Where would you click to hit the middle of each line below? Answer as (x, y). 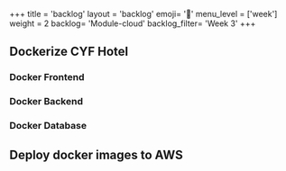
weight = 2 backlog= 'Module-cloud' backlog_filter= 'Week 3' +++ (133, 23)
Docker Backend (46, 102)
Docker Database (48, 126)
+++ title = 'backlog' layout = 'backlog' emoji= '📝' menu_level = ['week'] (143, 14)
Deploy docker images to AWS (96, 154)
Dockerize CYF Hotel (69, 52)
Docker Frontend (47, 77)
